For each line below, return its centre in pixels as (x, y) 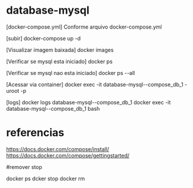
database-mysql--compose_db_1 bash (53, 108)
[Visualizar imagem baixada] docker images (60, 50)
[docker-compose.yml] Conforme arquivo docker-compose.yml (84, 27)
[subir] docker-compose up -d (43, 38)
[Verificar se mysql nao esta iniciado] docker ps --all (71, 73)
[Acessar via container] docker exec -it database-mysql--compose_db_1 (95, 84)
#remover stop (24, 167)
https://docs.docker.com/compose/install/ (58, 149)
